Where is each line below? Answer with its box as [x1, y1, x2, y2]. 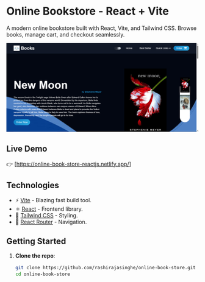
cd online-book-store [15, 271, 70, 278]
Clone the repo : [15, 252, 56, 259]
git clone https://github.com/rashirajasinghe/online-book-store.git [15, 265, 196, 271]
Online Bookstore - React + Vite [6, 4, 170, 18]
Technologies [6, 180, 60, 190]
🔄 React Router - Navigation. [15, 218, 87, 226]
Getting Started [6, 236, 67, 246]
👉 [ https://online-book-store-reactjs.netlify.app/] [6, 160, 131, 167]
